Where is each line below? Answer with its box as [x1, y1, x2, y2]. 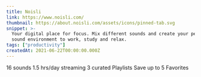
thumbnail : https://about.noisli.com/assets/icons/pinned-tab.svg [6, 20, 175, 26]
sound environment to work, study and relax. [11, 36, 127, 42]
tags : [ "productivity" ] [6, 42, 66, 48]
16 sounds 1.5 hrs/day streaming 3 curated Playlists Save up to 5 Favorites [6, 64, 189, 71]
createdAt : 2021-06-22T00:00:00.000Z [6, 48, 100, 54]
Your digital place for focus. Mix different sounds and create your [11, 31, 188, 37]
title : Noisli [6, 8, 42, 15]
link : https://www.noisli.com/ [6, 14, 84, 20]
